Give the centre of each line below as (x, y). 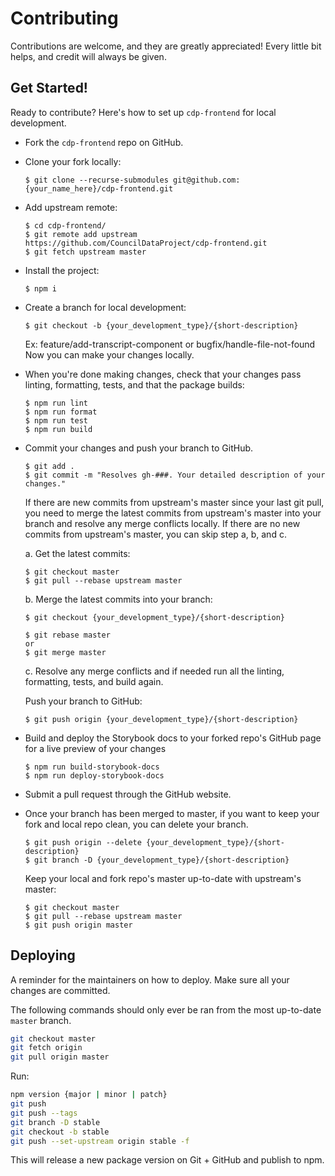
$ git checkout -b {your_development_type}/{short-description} (161, 325)
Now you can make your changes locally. (109, 354)
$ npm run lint (56, 403)
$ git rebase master (67, 635)
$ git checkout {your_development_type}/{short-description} (155, 617)
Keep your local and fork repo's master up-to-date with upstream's (163, 878)
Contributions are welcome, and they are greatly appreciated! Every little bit (166, 46)
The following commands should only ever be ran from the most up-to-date (166, 1009)
